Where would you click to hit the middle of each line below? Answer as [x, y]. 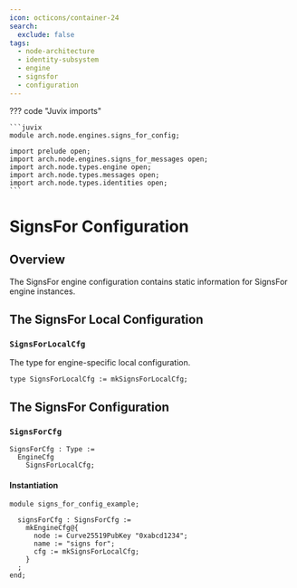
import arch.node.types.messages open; [85, 175]
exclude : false [46, 34]
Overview [38, 260]
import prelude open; [50, 151]
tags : [19, 43]
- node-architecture [56, 52]
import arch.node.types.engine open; [81, 167]
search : [24, 26]
